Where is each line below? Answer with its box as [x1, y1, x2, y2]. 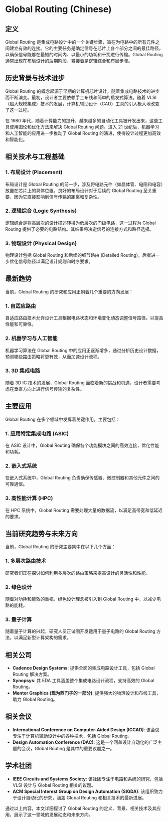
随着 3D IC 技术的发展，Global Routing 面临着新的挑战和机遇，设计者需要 [5, 380, 156, 386]
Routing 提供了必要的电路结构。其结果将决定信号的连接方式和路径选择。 [5, 226, 154, 232]
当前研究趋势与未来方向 [5, 529, 78, 538]
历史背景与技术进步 [5, 74, 65, 82]
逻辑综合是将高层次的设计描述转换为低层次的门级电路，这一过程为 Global [5, 220, 156, 226]
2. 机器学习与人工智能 [5, 335, 58, 342]
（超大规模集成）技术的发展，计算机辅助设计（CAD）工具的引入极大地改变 [5, 100, 159, 106]
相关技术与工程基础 [5, 152, 65, 161]
